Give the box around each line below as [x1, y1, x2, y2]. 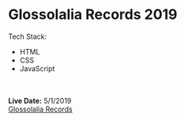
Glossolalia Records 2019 [8, 6, 178, 24]
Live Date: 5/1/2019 [8, 96, 72, 105]
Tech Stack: [8, 32, 47, 41]
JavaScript [19, 63, 55, 73]
